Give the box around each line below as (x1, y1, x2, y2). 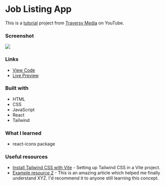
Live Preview (12, 72, 39, 78)
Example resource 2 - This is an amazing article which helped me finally (12, 170, 161, 176)
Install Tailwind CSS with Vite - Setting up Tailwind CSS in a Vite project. (12, 165, 161, 171)
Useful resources (5, 153, 48, 160)
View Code (12, 67, 35, 73)
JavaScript (12, 106, 35, 112)
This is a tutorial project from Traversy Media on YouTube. (5, 20, 125, 26)
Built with (5, 85, 29, 92)
